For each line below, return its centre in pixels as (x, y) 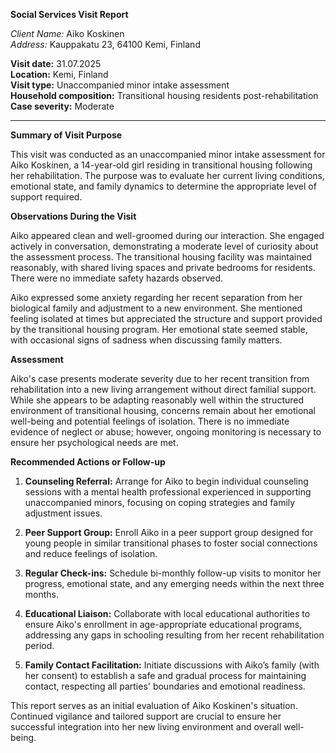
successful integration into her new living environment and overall (146, 727)
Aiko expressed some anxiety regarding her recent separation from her (156, 297)
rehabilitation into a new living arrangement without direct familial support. (163, 389)
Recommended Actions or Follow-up (88, 462)
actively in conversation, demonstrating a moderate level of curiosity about (164, 246)
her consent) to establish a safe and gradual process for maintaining (165, 675)
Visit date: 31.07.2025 (56, 63)
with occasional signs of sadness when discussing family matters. (146, 340)
